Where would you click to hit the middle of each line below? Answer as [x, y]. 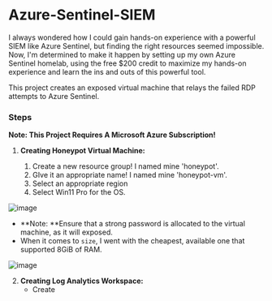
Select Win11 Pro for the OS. [79, 192]
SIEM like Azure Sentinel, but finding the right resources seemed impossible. [136, 45]
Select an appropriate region [80, 183]
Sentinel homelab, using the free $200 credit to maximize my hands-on [127, 63]
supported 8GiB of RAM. [61, 250]
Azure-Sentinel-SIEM [82, 15]
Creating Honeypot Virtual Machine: [82, 151]
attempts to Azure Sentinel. [54, 96]
